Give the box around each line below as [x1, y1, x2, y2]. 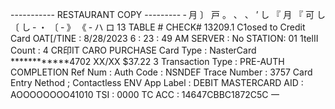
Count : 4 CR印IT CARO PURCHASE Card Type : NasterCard [10, 44, 257, 56]
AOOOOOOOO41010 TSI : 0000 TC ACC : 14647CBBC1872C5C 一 [10, 89, 280, 100]
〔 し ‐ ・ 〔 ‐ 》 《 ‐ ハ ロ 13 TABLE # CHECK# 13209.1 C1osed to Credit [10, 21, 306, 33]
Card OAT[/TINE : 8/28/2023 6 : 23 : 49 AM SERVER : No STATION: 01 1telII [10, 33, 319, 44]
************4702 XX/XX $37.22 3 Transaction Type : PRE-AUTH [10, 56, 285, 67]
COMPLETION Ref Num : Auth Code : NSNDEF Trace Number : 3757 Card [10, 66, 313, 78]
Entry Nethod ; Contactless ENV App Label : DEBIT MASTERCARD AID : [10, 77, 304, 88]
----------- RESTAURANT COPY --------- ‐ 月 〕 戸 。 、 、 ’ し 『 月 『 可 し [10, 9, 327, 20]
